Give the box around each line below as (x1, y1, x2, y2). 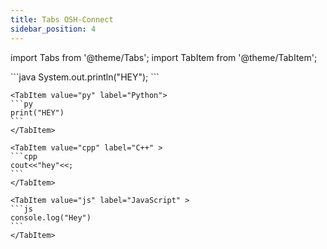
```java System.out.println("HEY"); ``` (10, 71, 160, 83)
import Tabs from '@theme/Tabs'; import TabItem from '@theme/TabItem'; (10, 51, 318, 63)
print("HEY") (10, 107, 65, 118)
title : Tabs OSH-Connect (10, 14, 114, 25)
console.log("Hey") (10, 212, 92, 223)
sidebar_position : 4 (10, 24, 97, 34)
